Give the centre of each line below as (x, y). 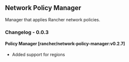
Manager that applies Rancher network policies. (53, 19)
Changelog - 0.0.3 (27, 32)
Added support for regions (38, 54)
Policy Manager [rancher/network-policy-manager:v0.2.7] (65, 44)
